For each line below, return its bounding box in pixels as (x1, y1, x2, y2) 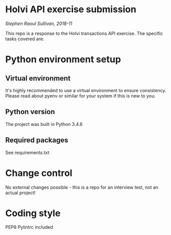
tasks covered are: (5, 36, 44, 42)
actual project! (5, 190, 36, 196)
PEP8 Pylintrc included (5, 224, 54, 230)
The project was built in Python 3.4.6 (5, 121, 83, 127)
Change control (5, 167, 72, 179)
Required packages (5, 136, 68, 145)
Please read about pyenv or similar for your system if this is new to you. (5, 93, 156, 99)
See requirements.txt (5, 149, 50, 155)
